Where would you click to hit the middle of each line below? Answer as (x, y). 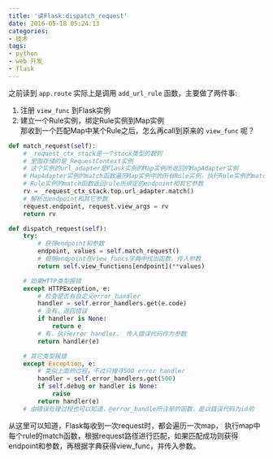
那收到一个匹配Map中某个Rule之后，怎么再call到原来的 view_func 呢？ (137, 130)
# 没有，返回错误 (63, 311)
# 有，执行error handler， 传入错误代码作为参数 (112, 334)
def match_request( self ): (52, 146)
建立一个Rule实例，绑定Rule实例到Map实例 (92, 120)
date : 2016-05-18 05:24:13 (54, 24)
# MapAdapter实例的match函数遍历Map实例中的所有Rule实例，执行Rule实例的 (137, 176)
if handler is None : (72, 319)
